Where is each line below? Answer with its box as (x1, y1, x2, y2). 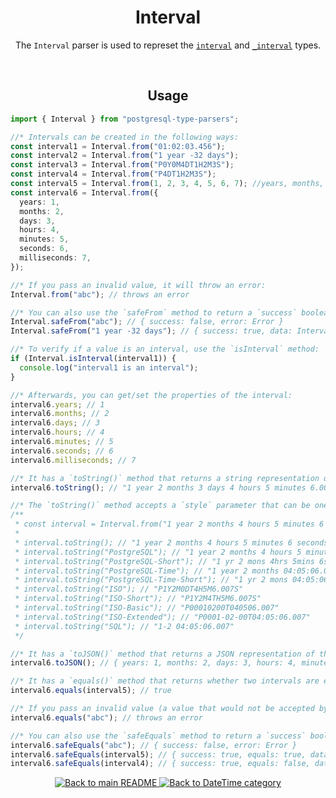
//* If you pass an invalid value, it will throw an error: (10, 280, 267, 290)
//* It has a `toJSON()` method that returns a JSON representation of (10, 649, 315, 659)
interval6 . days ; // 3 (10, 418, 101, 428)
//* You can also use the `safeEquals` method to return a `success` (10, 731, 307, 741)
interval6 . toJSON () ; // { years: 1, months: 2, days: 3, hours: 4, (10, 658, 298, 668)
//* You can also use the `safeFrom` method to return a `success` (10, 307, 298, 318)
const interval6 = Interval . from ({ (10, 187, 159, 198)
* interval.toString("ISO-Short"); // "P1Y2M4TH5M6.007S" (14, 594, 262, 604)
